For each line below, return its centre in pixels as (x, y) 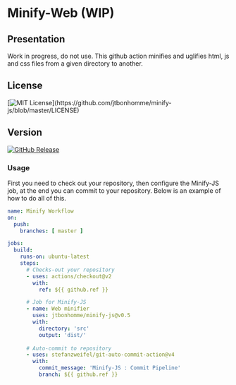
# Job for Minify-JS (56, 302)
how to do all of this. (37, 198)
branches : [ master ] (51, 231)
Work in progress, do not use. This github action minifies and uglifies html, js (118, 56)
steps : (30, 263)
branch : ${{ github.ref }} (78, 375)
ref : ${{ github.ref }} (74, 290)
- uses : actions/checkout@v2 (69, 276)
